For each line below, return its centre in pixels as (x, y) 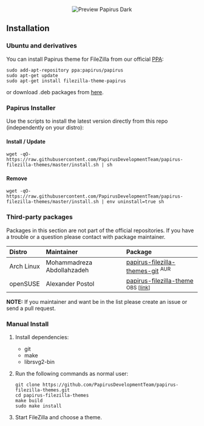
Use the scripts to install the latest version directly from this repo (87, 121)
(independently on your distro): (45, 127)
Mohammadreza (69, 263)
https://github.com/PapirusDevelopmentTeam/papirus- (110, 385)
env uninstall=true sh (135, 202)
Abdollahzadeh (67, 270)
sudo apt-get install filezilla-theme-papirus (66, 81)
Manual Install (28, 324)
